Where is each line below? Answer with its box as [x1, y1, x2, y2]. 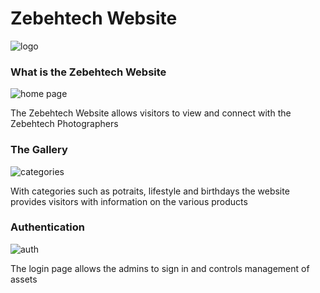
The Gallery [10, 143, 68, 157]
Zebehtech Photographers [10, 118, 119, 130]
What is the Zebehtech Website [10, 65, 167, 79]
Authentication [10, 220, 85, 234]
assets [10, 273, 38, 285]
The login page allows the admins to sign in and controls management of [10, 262, 310, 274]
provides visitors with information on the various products [10, 195, 248, 207]
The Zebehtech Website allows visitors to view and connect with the [10, 107, 292, 119]
